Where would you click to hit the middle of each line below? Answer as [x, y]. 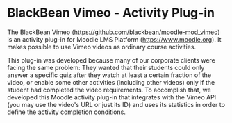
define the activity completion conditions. [67, 112]
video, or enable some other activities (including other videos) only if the [111, 82]
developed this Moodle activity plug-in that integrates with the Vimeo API [112, 97]
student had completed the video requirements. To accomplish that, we [109, 90]
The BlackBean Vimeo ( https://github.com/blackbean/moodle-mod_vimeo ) [114, 32]
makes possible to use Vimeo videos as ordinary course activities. [102, 47]
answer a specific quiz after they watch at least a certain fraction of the [109, 75]
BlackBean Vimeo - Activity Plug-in [111, 13]
